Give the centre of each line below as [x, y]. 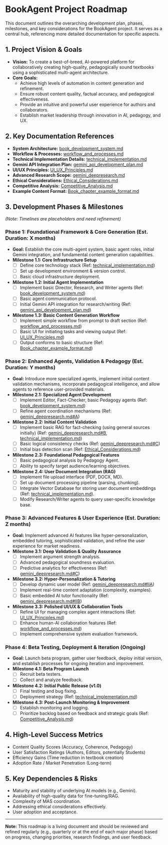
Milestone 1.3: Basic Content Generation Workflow [66, 315]
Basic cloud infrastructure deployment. [60, 276]
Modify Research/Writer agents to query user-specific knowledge [87, 499]
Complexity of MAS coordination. [46, 801]
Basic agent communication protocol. [58, 298]
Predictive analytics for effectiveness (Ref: [63, 568]
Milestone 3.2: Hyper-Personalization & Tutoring [64, 579]
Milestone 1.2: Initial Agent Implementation [58, 282]
